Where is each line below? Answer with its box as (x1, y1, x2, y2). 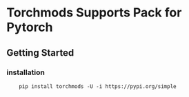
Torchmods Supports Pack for (6, 5, 182, 21)
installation (6, 67, 46, 77)
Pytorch (6, 19, 53, 35)
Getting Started (6, 47, 74, 58)
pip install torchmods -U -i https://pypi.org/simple (19, 83, 177, 90)
